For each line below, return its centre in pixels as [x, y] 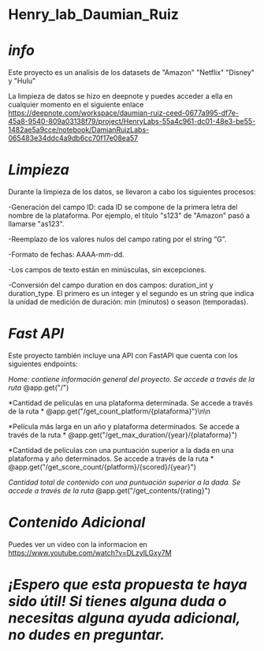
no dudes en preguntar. [87, 635]
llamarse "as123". [36, 224]
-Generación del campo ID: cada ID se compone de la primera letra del [123, 208]
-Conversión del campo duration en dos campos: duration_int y [111, 285]
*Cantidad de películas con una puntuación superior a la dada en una [121, 450]
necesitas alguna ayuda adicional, [125, 618]
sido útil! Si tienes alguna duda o [117, 602]
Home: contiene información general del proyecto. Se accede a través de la [131, 379]
